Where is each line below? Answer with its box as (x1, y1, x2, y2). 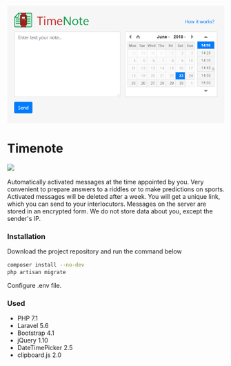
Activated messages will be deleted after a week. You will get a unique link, (7, 193, 221, 201)
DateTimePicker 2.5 (17, 344, 73, 352)
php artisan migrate (7, 269, 67, 276)
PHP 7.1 (17, 314, 38, 322)
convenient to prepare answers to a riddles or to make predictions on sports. (7, 185, 225, 193)
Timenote (7, 141, 63, 157)
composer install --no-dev (7, 262, 85, 269)
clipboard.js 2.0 (17, 351, 62, 359)
